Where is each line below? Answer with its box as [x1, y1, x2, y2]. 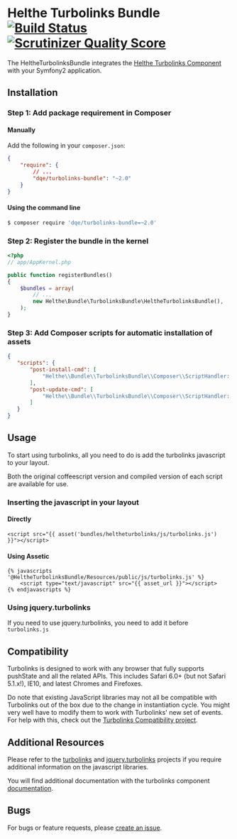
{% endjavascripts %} [7, 586, 72, 593]
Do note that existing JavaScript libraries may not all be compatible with [7, 693, 217, 702]
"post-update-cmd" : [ [29, 385, 94, 393]
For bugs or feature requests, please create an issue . [7, 823, 162, 832]
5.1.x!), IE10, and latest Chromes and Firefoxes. [7, 679, 143, 688]
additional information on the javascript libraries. [7, 763, 149, 772]
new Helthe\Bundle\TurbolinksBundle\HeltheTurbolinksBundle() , [33, 298, 224, 305]
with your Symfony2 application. [7, 66, 102, 75]
